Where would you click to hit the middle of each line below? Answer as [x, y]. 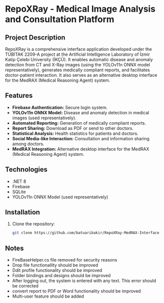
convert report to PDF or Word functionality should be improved [76, 291]
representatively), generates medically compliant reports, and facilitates [78, 70]
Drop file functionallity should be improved [55, 265]
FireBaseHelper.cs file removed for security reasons [65, 260]
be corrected [25, 286]
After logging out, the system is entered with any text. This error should [84, 281]
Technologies [26, 170]
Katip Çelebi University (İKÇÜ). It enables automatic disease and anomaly [79, 59]
